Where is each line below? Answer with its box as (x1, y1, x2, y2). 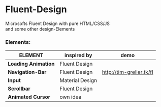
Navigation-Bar (8, 69, 47, 76)
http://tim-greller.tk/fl (102, 69, 153, 76)
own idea (59, 93, 82, 100)
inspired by (64, 52, 92, 59)
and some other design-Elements (5, 25, 75, 32)
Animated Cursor (8, 93, 51, 100)
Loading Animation (8, 60, 55, 67)
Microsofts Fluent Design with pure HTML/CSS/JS (5, 20, 110, 26)
